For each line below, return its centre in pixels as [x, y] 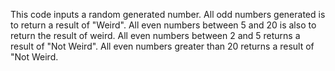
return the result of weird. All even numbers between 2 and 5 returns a [155, 35]
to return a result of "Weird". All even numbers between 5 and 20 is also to [163, 25]
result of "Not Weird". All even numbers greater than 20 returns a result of [162, 46]
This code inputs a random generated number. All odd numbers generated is [168, 14]
